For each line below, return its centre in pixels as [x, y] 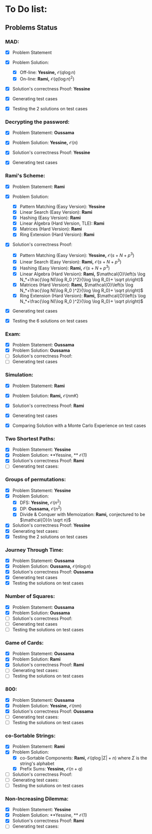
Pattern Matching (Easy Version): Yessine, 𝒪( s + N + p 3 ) [77, 255]
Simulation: [19, 375]
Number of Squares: [30, 596]
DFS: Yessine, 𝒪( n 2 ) [40, 502]
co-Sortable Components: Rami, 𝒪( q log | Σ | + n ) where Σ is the [83, 758]
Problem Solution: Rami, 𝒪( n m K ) [45, 396]
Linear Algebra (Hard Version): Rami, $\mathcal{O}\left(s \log [82, 274]
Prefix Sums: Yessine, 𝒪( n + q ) [51, 768]
